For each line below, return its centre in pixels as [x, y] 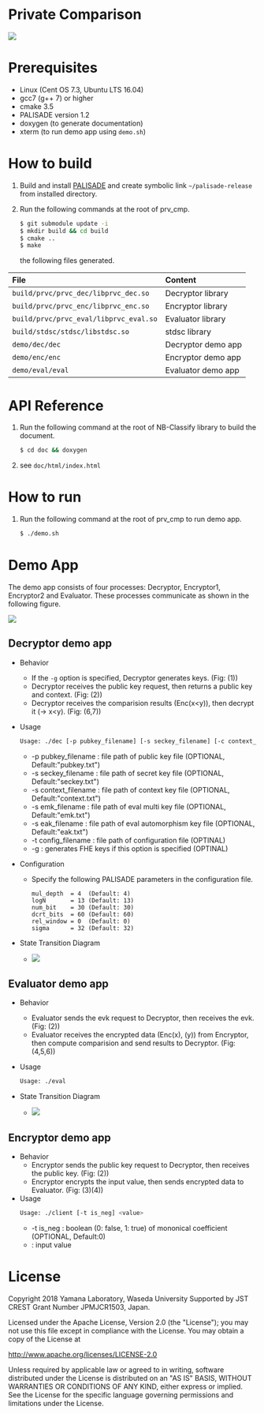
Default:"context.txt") [66, 798]
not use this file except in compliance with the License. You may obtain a [126, 1330]
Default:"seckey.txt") [65, 781]
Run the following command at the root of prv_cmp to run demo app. [130, 519]
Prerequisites [53, 68]
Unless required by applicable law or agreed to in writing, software [116, 1369]
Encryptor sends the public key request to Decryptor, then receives [140, 1165]
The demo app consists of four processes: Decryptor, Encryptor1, [114, 587]
